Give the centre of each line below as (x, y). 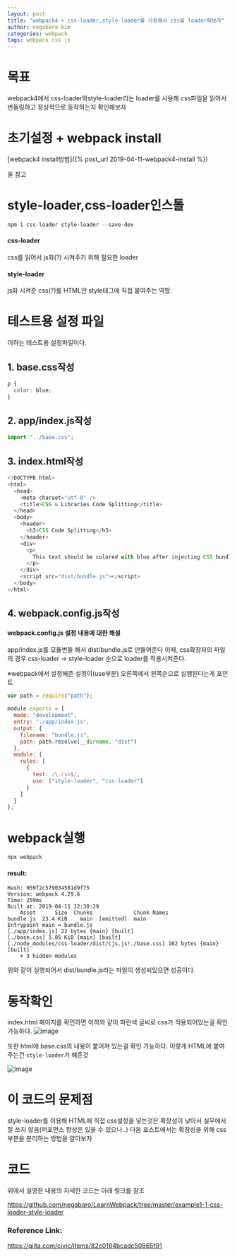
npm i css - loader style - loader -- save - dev (71, 224)
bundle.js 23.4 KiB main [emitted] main (77, 919)
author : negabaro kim (39, 27)
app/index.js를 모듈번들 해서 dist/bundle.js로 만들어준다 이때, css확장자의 (110, 650)
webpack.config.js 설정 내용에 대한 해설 (64, 633)
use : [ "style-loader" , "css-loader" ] (88, 781)
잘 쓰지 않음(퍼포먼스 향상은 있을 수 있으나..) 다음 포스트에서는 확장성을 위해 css (117, 1130)
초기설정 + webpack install (85, 138)
